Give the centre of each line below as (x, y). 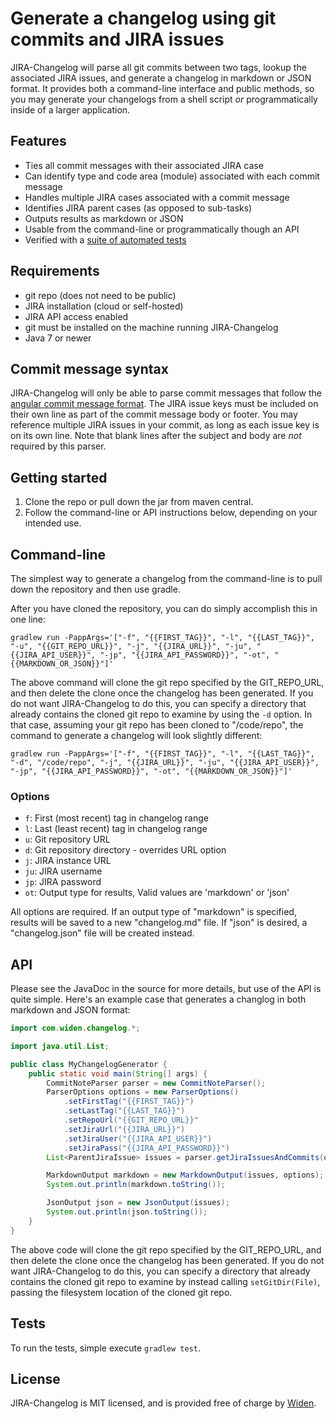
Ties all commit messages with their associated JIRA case (144, 165)
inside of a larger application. (70, 109)
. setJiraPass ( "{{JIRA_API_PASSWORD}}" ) (146, 1148)
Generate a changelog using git (143, 18)
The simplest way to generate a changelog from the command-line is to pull (166, 578)
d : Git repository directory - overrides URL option (125, 850)
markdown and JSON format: (70, 1010)
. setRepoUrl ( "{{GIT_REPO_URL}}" (131, 1120)
